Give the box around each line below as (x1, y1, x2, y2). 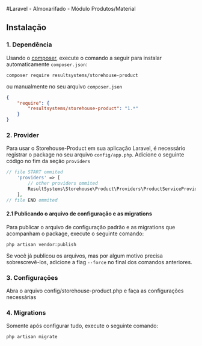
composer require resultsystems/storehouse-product (6, 72, 138, 78)
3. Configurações (6, 273, 58, 282)
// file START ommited (6, 169, 63, 175)
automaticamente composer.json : (6, 60, 88, 68)
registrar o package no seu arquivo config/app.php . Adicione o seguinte (6, 151, 185, 158)
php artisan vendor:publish (6, 241, 77, 247)
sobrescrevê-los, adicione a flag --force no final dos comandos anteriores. (6, 258, 192, 265)
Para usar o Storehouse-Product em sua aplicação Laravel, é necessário (6, 144, 186, 152)
